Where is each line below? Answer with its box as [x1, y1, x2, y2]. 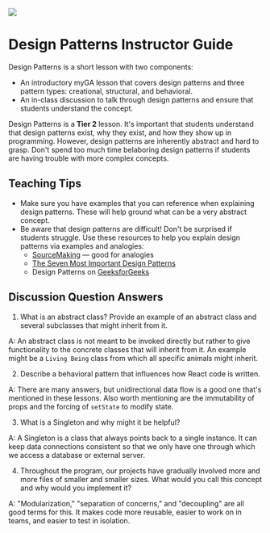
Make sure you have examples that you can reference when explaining [19, 198, 255, 208]
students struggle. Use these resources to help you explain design [19, 233, 240, 242]
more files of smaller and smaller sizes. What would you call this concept [19, 474, 263, 484]
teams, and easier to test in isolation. [8, 515, 131, 525]
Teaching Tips [8, 177, 82, 191]
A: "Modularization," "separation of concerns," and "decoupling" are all [8, 498, 244, 508]
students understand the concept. [19, 103, 134, 113]
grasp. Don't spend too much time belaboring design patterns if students [8, 145, 251, 154]
